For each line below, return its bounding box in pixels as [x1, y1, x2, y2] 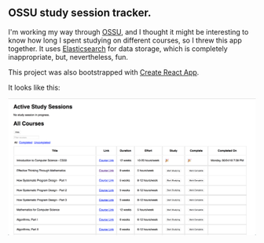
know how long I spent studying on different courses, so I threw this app [8, 35, 242, 45]
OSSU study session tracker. [8, 6, 152, 20]
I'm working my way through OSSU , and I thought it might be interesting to [8, 27, 249, 36]
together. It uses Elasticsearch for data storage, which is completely [8, 43, 228, 53]
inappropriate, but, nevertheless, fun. [8, 52, 128, 61]
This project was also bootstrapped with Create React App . [8, 67, 200, 77]
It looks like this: [8, 83, 60, 92]
